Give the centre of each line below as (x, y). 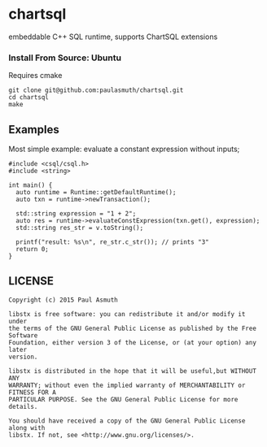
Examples (34, 130)
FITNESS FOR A (33, 392)
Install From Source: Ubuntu (65, 58)
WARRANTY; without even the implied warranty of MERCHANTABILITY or (127, 385)
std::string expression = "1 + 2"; (76, 214)
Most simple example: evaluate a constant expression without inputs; (124, 149)
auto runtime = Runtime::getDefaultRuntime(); (96, 193)
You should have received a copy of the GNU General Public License (127, 421)
